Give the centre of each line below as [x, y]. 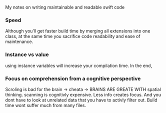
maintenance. [19, 41]
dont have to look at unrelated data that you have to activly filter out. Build [81, 100]
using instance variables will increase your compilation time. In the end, [79, 65]
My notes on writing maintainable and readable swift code [65, 7]
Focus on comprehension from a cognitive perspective [73, 78]
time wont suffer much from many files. [46, 105]
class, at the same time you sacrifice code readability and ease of [73, 36]
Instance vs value [27, 54]
